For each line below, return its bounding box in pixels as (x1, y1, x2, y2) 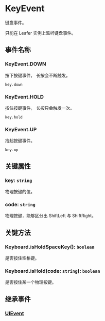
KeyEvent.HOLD (5, 93, 44, 100)
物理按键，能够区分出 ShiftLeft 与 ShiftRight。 (5, 213, 96, 219)
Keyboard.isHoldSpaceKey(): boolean (5, 243, 95, 250)
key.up (5, 147, 18, 153)
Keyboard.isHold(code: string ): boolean (5, 267, 101, 274)
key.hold (5, 115, 23, 120)
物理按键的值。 (5, 188, 35, 194)
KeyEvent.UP (5, 126, 37, 133)
